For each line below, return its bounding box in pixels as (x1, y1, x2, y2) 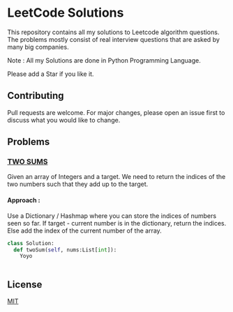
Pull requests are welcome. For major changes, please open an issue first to (7, 108, 225, 116)
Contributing (7, 90, 64, 102)
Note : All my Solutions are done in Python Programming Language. (7, 56, 201, 64)
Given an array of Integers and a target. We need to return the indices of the (7, 173, 226, 181)
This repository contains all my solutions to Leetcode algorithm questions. (7, 28, 220, 36)
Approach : (7, 196, 40, 205)
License (7, 279, 43, 290)
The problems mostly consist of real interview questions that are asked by (7, 35, 220, 43)
